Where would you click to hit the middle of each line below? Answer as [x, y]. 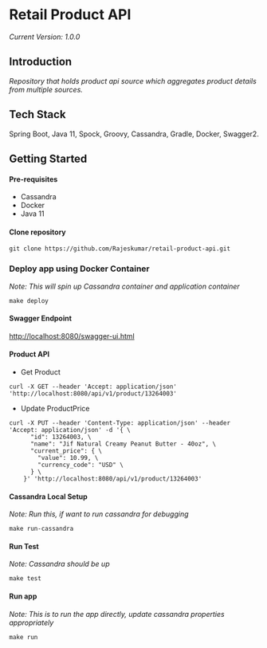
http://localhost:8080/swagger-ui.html [72, 336]
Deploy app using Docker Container [79, 269]
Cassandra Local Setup [49, 497]
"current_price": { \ [66, 451]
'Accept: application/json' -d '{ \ [70, 430]
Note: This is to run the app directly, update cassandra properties [117, 614]
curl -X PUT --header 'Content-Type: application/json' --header [120, 423]
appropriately [31, 622]
